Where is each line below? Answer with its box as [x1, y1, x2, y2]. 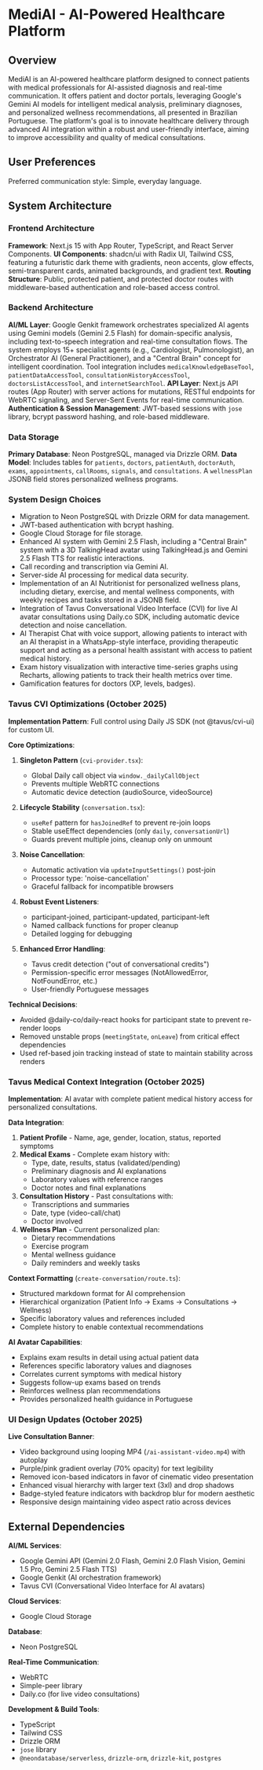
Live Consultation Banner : [8, 1432, 95, 1441]
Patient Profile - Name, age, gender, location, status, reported [19, 1132, 221, 1142]
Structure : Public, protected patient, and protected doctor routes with [8, 274, 234, 284]
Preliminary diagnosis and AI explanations [31, 1166, 167, 1176]
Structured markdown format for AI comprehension [19, 1288, 186, 1298]
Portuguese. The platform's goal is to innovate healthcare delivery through [8, 116, 250, 125]
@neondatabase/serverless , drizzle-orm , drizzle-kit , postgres [19, 1753, 222, 1763]
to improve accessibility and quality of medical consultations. [8, 133, 206, 142]
